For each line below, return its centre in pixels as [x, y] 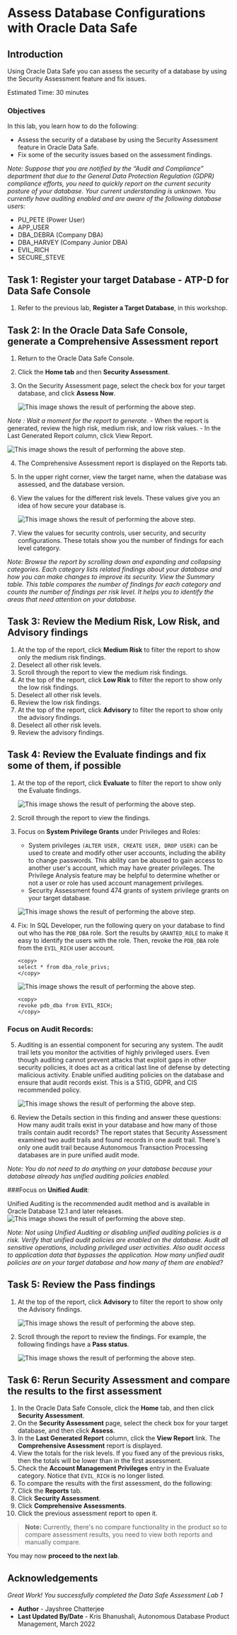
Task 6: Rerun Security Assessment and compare [119, 1381]
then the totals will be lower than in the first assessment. [100, 1461]
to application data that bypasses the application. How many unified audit [116, 1255]
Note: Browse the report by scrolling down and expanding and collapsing [114, 561]
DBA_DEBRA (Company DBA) [60, 235]
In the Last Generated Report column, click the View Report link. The [119, 1438]
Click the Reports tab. [50, 1491]
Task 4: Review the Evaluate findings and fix [107, 755]
